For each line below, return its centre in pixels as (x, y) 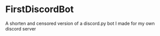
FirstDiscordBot (39, 9)
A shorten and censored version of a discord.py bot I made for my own (80, 23)
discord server (21, 28)
